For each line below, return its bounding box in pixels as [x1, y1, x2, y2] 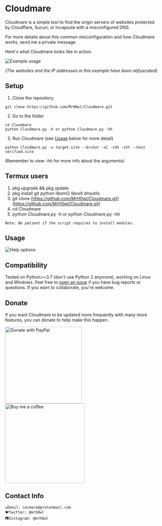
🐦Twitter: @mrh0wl [5, 510, 45, 515]
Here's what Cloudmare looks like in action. [5, 49, 93, 54]
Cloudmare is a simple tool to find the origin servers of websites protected [5, 19, 155, 25]
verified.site [5, 149, 34, 154]
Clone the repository [12, 95, 54, 101]
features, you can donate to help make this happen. [5, 317, 109, 323]
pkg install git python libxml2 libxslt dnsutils [12, 190, 100, 196]
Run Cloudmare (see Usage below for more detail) [12, 135, 114, 141]
